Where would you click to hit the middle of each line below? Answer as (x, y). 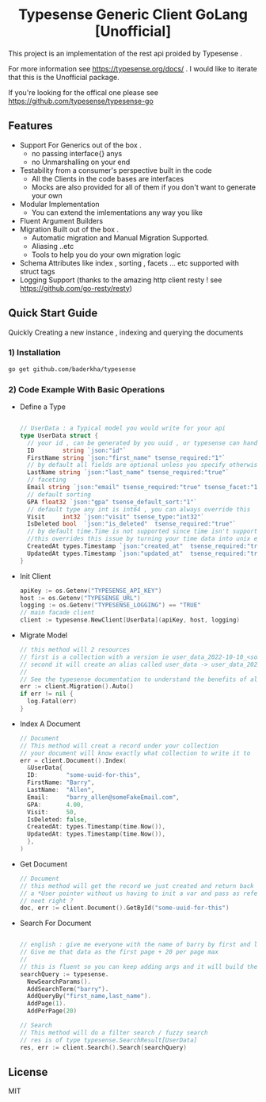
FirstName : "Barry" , (61, 782)
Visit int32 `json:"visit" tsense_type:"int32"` (116, 517)
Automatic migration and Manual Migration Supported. (120, 237)
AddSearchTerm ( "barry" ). (68, 989)
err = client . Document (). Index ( (73, 760)
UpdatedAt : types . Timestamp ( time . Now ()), (97, 834)
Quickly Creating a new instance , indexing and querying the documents (126, 332)
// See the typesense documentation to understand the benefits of (133, 679)
